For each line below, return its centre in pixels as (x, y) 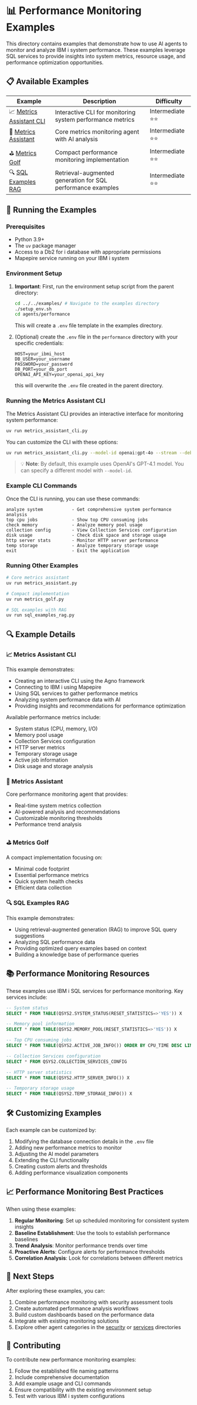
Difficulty (169, 101)
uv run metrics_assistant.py (42, 583)
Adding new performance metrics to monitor (68, 1147)
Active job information (41, 760)
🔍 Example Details (41, 634)
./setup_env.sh (33, 309)
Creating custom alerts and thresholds (61, 1166)
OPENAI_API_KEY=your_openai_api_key (59, 375)
